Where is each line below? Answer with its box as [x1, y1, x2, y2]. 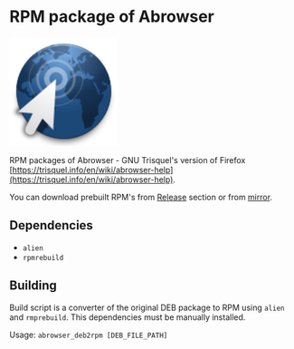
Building [9, 278, 57, 294]
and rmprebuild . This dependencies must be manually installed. [9, 311, 246, 323]
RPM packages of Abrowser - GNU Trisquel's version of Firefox [9, 154, 246, 165]
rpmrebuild [22, 253, 64, 262]
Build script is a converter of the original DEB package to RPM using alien [9, 302, 285, 313]
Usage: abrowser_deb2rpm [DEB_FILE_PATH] [9, 329, 168, 340]
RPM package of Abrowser [9, 6, 214, 27]
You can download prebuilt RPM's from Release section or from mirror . [9, 191, 273, 202]
